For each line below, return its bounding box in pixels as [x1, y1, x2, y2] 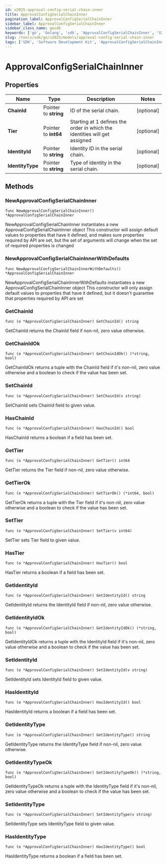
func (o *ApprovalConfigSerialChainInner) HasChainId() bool [5, 426, 135, 431]
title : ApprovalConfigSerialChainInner [5, 12, 88, 17]
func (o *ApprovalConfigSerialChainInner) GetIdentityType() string [5, 732, 150, 737]
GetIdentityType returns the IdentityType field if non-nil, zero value [5, 741, 142, 747]
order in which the [70, 124, 113, 131]
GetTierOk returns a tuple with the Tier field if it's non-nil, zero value [5, 499, 145, 505]
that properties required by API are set [5, 295, 83, 301]
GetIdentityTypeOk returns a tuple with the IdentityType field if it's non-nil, [5, 783, 158, 789]
